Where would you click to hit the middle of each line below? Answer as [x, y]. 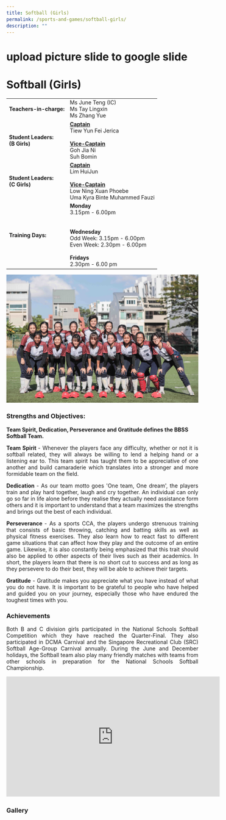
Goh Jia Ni [83, 150]
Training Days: [28, 235]
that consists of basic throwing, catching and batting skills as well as [102, 530]
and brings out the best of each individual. [59, 511]
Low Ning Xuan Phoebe [99, 191]
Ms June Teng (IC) [93, 103]
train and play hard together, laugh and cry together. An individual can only [102, 492]
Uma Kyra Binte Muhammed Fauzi [112, 197]
